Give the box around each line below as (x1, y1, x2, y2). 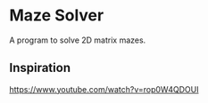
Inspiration (9, 60, 71, 75)
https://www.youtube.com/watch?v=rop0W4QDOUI (9, 83, 199, 94)
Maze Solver (9, 5, 104, 26)
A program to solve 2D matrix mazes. (9, 35, 146, 45)
